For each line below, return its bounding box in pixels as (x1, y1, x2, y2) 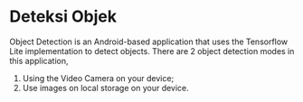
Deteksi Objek (9, 6, 118, 27)
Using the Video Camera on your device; (22, 72, 175, 83)
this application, (9, 55, 70, 66)
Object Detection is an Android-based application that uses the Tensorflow (9, 36, 289, 47)
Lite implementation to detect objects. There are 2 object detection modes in (9, 45, 295, 56)
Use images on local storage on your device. (22, 82, 190, 93)
